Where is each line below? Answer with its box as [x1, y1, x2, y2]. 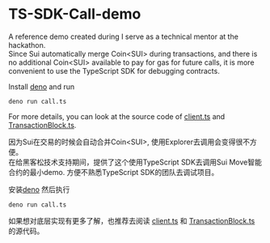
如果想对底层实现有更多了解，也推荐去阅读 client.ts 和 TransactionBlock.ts [8, 215, 255, 225]
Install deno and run [8, 82, 75, 92]
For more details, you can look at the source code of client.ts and [8, 111, 226, 122]
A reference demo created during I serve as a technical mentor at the [8, 32, 238, 41]
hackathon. [8, 40, 46, 49]
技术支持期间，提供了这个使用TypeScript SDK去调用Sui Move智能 [43, 157, 263, 167]
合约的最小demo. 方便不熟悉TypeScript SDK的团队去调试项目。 [8, 167, 219, 177]
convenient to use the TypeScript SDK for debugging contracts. [8, 66, 220, 75]
